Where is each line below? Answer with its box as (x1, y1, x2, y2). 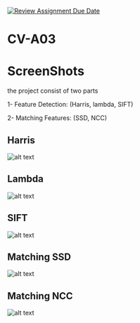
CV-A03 (7, 32, 56, 47)
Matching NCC (7, 290, 73, 302)
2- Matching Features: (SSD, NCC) (7, 114, 108, 122)
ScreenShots (7, 63, 84, 79)
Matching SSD (7, 251, 72, 263)
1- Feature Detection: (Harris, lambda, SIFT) (7, 100, 134, 109)
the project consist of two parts (7, 86, 98, 95)
